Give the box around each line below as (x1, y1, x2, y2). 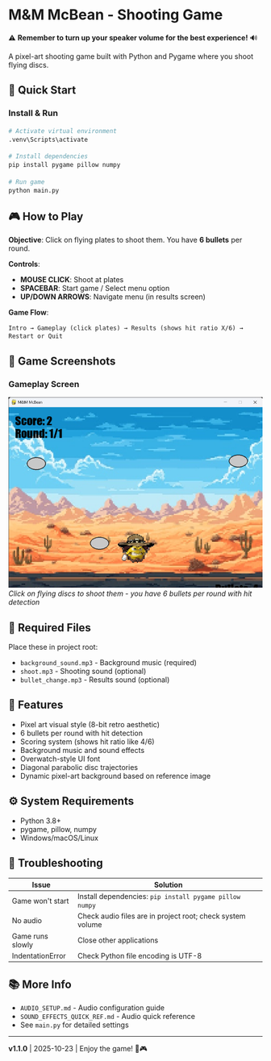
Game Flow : (8, 308, 49, 318)
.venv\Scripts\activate (8, 135, 89, 144)
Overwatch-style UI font (19, 754, 101, 764)
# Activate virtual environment (8, 127, 117, 135)
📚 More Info (8, 977, 72, 991)
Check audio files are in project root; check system (77, 911, 246, 921)
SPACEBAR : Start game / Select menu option (19, 284, 170, 293)
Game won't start (11, 896, 69, 905)
